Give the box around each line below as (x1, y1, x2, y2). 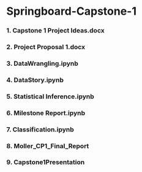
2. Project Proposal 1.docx (6, 43, 86, 52)
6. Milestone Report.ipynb (6, 109, 86, 117)
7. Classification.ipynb (6, 125, 75, 133)
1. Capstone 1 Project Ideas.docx (6, 26, 105, 35)
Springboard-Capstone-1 (6, 4, 136, 18)
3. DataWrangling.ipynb (6, 59, 78, 68)
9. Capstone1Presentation (6, 158, 85, 166)
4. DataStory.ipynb (6, 76, 64, 84)
